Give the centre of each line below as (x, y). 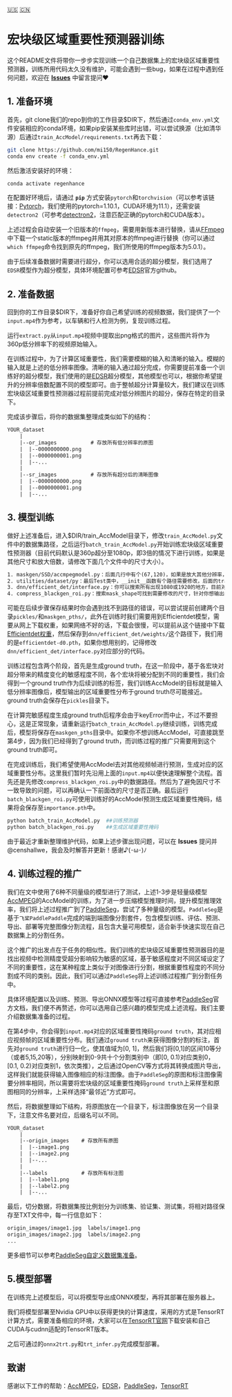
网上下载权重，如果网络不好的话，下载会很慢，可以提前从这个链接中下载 (122, 626)
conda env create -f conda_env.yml (58, 156)
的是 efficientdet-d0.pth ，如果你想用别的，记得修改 (82, 643)
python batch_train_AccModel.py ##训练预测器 (72, 821)
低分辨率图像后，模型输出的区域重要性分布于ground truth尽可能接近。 (107, 692)
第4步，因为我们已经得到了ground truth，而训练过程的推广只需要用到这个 (112, 741)
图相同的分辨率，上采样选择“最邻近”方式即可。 (74, 1091)
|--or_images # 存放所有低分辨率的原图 (87, 442)
